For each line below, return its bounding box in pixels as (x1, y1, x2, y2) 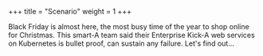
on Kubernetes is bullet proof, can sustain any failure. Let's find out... (8, 39, 235, 48)
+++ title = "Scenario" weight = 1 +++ (8, 7, 131, 16)
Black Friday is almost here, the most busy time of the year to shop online (8, 22, 249, 31)
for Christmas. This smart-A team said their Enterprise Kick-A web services (8, 31, 255, 39)
